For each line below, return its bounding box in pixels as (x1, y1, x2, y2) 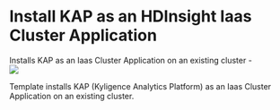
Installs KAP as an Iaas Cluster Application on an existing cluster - (9, 55, 253, 65)
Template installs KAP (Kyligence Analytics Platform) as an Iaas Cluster (9, 80, 272, 91)
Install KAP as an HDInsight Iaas (9, 6, 252, 27)
